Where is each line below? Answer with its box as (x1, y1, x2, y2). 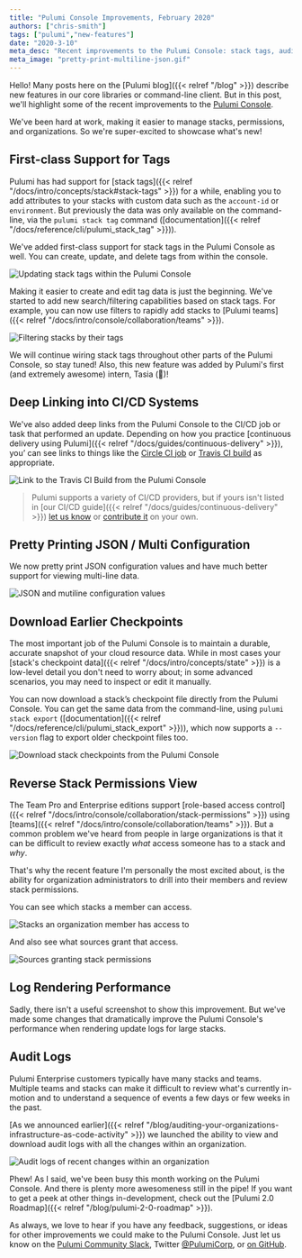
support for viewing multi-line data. (9, 570, 140, 581)
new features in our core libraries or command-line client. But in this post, (9, 89, 282, 100)
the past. (9, 1101, 42, 1113)
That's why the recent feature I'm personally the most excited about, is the (9, 865, 285, 876)
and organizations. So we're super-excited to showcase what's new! (9, 126, 262, 136)
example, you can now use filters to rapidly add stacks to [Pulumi (9, 305, 252, 315)
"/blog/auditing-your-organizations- (146, 1119, 280, 1130)
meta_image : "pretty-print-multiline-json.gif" (9, 55, 191, 64)
